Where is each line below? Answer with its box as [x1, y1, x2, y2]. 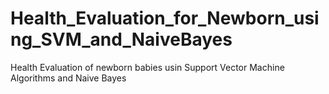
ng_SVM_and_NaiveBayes [10, 28, 233, 51]
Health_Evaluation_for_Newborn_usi [10, 7, 320, 30]
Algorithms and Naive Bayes [10, 72, 127, 84]
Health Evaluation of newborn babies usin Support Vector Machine [10, 61, 285, 73]
